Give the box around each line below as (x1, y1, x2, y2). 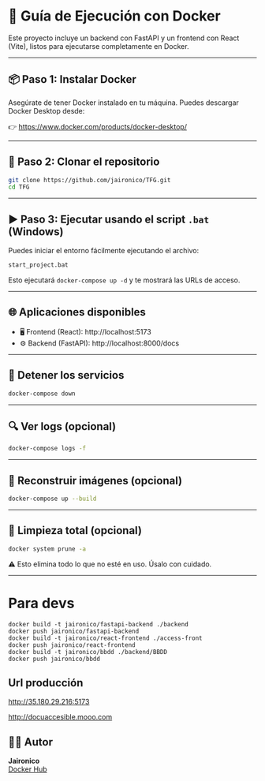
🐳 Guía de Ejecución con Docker (8, 7, 221, 25)
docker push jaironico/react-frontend (8, 641, 136, 649)
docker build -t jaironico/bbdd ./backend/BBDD (8, 648, 168, 656)
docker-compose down (8, 390, 77, 398)
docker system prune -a (8, 544, 87, 553)
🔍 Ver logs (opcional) (8, 420, 117, 433)
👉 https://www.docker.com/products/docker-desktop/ (8, 121, 188, 131)
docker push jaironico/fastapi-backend (8, 627, 140, 635)
